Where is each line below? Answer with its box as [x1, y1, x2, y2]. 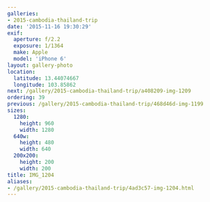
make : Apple [13, 49, 49, 56]
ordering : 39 [7, 94, 45, 101]
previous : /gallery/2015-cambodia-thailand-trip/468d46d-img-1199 [7, 101, 204, 108]
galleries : [7, 10, 39, 17]
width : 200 [19, 165, 51, 172]
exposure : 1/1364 [13, 42, 64, 49]
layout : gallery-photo [7, 62, 73, 69]
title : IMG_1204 [7, 171, 54, 178]
